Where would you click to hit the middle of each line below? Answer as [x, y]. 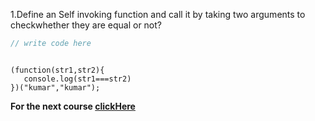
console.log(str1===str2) [77, 79]
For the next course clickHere [73, 106]
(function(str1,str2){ [57, 70]
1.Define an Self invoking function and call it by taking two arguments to [158, 14]
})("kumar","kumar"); [55, 87]
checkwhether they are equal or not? [86, 25]
